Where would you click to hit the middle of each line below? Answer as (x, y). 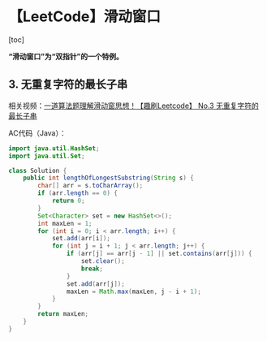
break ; (92, 269)
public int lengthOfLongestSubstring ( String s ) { (109, 178)
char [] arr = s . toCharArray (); (90, 186)
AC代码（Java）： (37, 133)
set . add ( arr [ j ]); (96, 284)
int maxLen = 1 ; (65, 223)
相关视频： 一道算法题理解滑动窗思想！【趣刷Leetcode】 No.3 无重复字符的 (133, 106)
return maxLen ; (63, 314)
